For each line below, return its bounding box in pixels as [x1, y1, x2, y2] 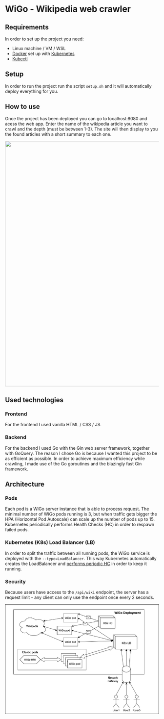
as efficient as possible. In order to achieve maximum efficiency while [5, 455, 145, 462]
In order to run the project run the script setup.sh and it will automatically [5, 83, 152, 89]
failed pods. [5, 527, 29, 533]
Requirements [5, 23, 49, 31]
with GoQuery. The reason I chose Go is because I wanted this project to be [5, 450, 158, 456]
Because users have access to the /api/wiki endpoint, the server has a [5, 589, 149, 595]
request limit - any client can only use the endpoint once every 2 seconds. [5, 594, 155, 600]
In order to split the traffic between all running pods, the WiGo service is [5, 550, 150, 556]
